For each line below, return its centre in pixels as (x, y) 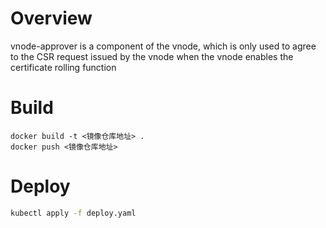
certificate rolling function (63, 67)
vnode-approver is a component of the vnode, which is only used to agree (163, 46)
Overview (51, 18)
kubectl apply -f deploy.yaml (73, 213)
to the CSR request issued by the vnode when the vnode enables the (152, 56)
